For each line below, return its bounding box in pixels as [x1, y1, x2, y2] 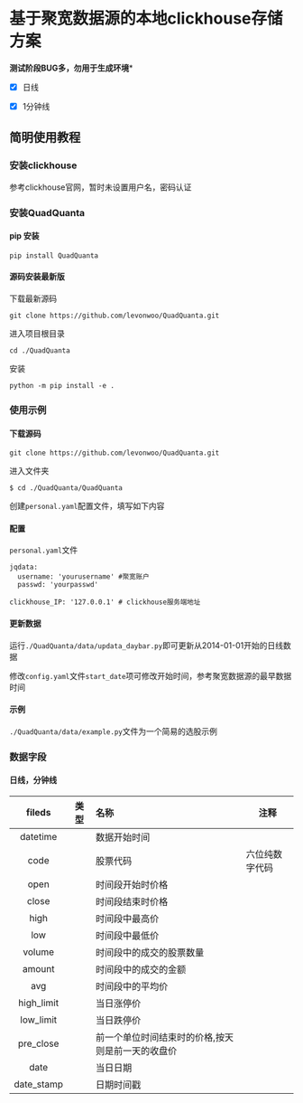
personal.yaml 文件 [9, 544, 78, 556]
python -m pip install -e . [9, 382, 115, 391]
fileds [25, 806, 51, 818]
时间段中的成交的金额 [96, 963, 187, 976]
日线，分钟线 [9, 775, 57, 786]
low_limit [20, 1013, 58, 1026]
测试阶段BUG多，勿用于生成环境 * [9, 62, 133, 73]
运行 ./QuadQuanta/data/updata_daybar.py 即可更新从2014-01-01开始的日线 [9, 639, 284, 651]
